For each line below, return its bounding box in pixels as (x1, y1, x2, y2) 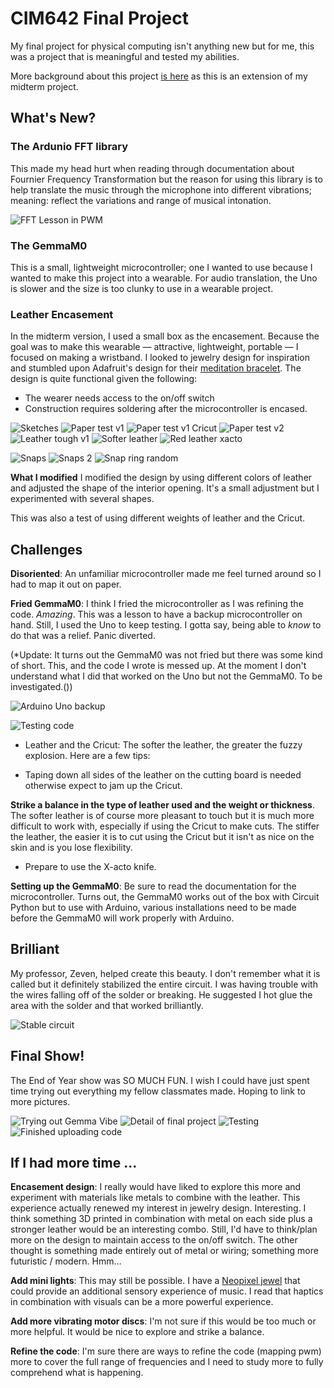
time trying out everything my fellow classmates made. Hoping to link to (10, 1085, 306, 1097)
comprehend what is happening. (10, 1367, 144, 1379)
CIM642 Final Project (10, 7, 190, 30)
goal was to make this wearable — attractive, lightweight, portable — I (10, 341, 299, 353)
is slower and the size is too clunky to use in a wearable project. (10, 282, 274, 294)
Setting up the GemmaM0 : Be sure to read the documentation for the (10, 880, 297, 892)
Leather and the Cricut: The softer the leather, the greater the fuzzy (24, 739, 303, 751)
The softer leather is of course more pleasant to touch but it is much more (10, 810, 315, 822)
